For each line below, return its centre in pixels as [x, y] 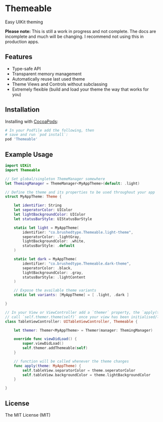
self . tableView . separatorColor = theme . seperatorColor [79, 370]
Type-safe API [26, 68]
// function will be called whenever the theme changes [72, 361]
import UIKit [18, 166]
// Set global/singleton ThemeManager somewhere [55, 179]
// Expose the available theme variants [55, 290]
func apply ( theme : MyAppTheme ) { [48, 366]
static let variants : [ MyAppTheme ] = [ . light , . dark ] [72, 295]
